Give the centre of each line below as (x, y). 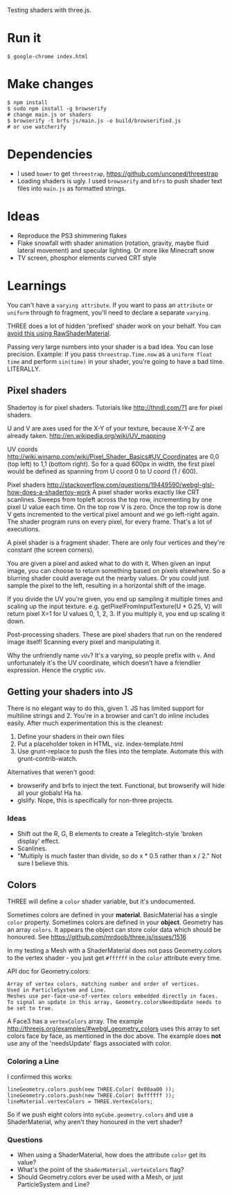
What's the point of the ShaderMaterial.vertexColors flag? (100, 1170)
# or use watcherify (37, 127)
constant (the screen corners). (51, 550)
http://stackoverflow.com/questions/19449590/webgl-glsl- (131, 485)
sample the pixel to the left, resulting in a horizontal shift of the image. (107, 585)
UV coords (23, 449)
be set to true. (30, 1009)
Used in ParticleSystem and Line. (57, 990)
